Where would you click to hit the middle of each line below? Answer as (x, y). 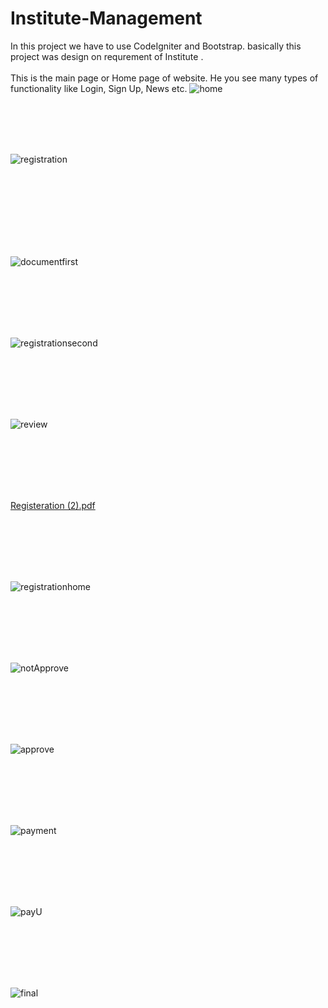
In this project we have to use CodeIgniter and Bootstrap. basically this (156, 46)
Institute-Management (106, 18)
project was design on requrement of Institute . (107, 56)
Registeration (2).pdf (53, 505)
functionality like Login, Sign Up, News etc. (99, 88)
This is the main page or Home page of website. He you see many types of (164, 78)
